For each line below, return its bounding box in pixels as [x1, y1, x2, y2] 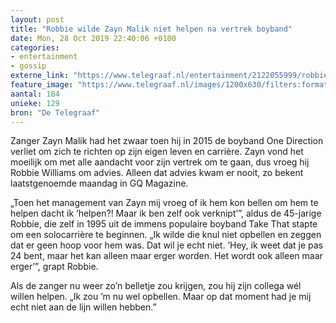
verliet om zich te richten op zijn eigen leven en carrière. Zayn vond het [10, 146, 304, 158]
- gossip [10, 61, 47, 71]
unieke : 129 [10, 98, 60, 108]
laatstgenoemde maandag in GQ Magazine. [10, 177, 189, 190]
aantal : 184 [10, 89, 60, 99]
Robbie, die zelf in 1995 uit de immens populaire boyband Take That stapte [10, 218, 318, 230]
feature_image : [10, 80, 74, 90]
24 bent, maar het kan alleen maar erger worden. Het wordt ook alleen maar [10, 250, 323, 262]
